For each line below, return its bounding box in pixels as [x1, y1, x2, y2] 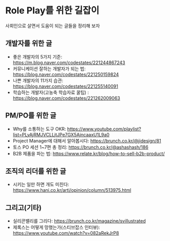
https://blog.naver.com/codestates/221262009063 [12, 95, 121, 101]
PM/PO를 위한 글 [5, 111, 56, 120]
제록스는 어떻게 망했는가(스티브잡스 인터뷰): [12, 224, 100, 231]
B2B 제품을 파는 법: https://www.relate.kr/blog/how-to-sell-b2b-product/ [12, 150, 165, 156]
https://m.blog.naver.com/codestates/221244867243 [12, 59, 125, 66]
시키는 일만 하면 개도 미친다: [12, 182, 69, 188]
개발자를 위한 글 [5, 39, 52, 48]
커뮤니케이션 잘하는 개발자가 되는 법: [12, 65, 86, 72]
